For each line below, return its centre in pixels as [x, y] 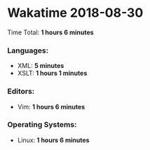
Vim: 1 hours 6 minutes [51, 107]
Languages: [28, 50]
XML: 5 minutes [41, 66]
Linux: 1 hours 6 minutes [53, 140]
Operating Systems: [42, 125]
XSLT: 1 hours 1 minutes [52, 73]
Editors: [21, 91]
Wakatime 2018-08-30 [75, 13]
